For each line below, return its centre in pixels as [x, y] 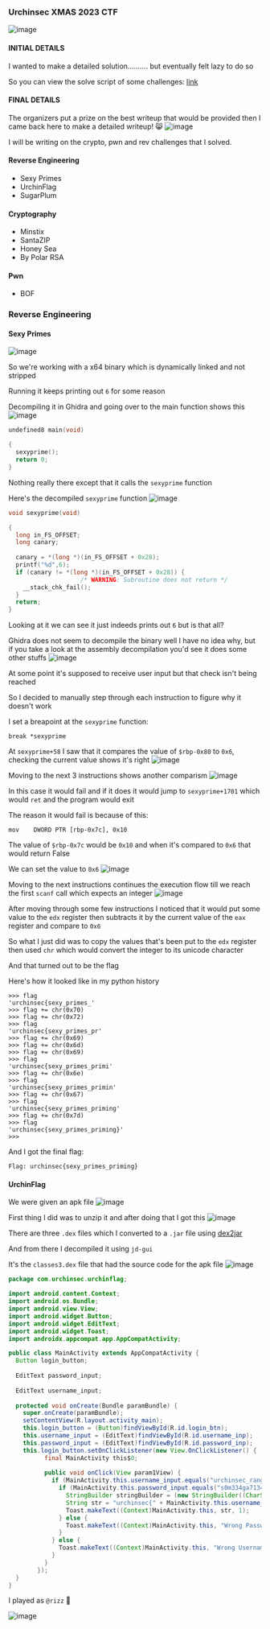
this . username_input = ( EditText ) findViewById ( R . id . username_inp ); [138, 1436]
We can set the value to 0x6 [54, 869]
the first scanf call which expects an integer [80, 893]
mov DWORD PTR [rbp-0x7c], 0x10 [68, 830]
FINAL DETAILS [34, 100]
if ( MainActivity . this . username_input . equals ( [131, 1481]
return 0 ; [32, 460]
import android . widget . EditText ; [64, 1324]
